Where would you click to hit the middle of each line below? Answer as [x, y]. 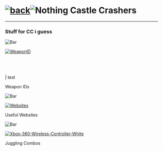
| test [10, 77]
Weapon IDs [17, 87]
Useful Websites [21, 115]
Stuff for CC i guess [29, 32]
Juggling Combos [23, 143]
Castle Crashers [103, 10]
